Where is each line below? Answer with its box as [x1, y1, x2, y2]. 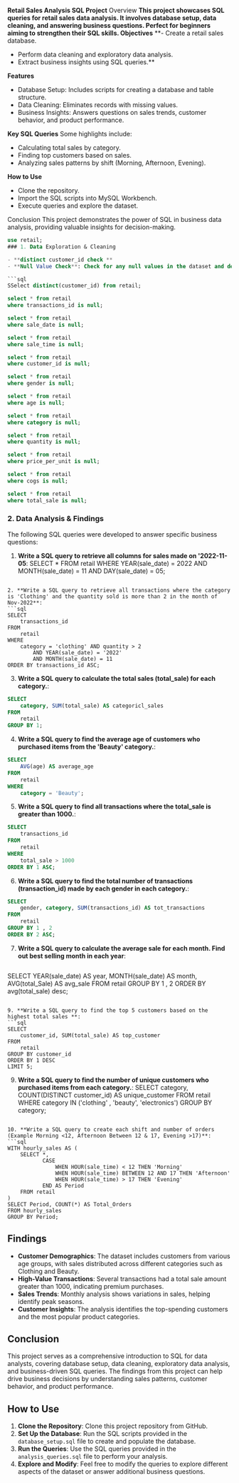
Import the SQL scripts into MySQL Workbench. [17, 194, 158, 202]
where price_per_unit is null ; [7, 458, 100, 465]
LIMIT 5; [7, 1063, 33, 1070]
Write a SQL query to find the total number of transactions [17, 876, 193, 885]
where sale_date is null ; [7, 321, 84, 328]
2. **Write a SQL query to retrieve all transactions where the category [7, 587, 231, 594]
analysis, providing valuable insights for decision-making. [7, 223, 176, 231]
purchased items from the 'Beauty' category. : [17, 742, 156, 751]
